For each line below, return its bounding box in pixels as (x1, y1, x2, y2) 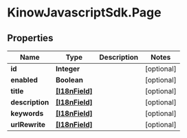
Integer (55, 64, 80, 73)
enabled (10, 76, 38, 84)
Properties (7, 32, 54, 44)
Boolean (55, 76, 84, 84)
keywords (10, 108, 44, 118)
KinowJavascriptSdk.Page (7, 5, 162, 21)
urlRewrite (10, 120, 46, 129)
